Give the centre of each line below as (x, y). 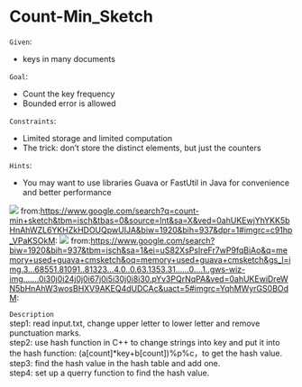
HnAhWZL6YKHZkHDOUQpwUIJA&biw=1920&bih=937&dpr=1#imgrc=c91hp (151, 229)
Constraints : (33, 121)
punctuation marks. (46, 333)
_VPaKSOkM (32, 240)
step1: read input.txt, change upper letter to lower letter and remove (135, 323)
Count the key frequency (69, 94)
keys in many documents (69, 58)
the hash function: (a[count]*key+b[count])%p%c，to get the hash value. (146, 353)
